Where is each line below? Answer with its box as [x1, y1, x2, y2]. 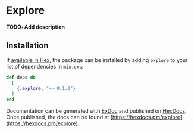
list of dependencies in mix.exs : [6, 63, 84, 70]
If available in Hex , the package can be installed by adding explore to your [6, 56, 188, 63]
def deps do [6, 74, 36, 81]
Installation [6, 41, 49, 51]
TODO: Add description [6, 23, 65, 30]
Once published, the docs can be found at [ [6, 114, 113, 121]
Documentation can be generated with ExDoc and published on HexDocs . [6, 107, 187, 115]
